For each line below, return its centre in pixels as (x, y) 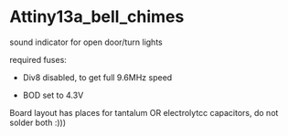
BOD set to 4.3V (53, 95)
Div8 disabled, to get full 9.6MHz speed (97, 77)
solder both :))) (38, 122)
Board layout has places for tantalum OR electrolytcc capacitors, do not (144, 112)
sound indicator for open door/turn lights (86, 42)
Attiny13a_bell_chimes (97, 17)
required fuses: (38, 59)
